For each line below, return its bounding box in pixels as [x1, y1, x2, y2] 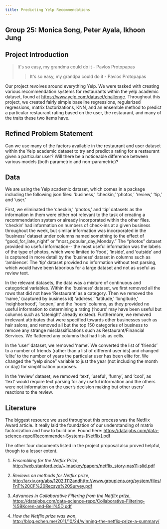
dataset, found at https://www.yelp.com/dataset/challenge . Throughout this [5, 93, 161, 100]
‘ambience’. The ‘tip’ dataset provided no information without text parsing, [5, 260, 157, 265]
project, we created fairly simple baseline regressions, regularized [5, 99, 141, 105]
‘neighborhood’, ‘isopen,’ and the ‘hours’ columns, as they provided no [5, 301, 150, 307]
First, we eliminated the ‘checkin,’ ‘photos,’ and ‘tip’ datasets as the [5, 207, 143, 213]
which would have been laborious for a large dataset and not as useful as [5, 265, 156, 271]
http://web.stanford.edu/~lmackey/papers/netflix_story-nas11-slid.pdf [12, 463, 156, 469]
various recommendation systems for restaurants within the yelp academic [5, 88, 159, 94]
